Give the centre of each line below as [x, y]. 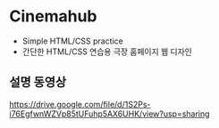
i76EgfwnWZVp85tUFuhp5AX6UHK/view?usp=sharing [109, 114]
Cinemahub [53, 16]
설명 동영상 [38, 82]
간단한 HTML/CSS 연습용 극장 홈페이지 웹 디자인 [107, 52]
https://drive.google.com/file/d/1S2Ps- [80, 104]
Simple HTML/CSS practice [72, 41]
